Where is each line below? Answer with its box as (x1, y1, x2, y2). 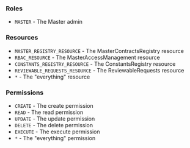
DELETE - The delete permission (14, 121, 93, 129)
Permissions (5, 88, 44, 97)
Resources (5, 33, 38, 42)
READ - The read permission (14, 108, 84, 116)
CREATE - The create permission (14, 102, 93, 109)
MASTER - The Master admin (14, 18, 83, 26)
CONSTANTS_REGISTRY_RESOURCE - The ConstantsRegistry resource (14, 60, 176, 68)
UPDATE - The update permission (14, 115, 95, 122)
